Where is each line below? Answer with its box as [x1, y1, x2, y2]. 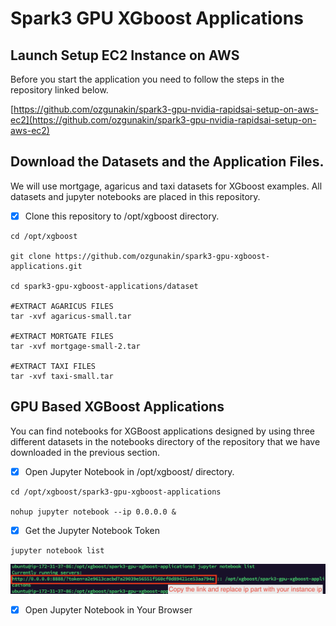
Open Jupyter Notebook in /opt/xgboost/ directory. [24, 465, 235, 477]
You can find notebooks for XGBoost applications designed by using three [10, 425, 315, 437]
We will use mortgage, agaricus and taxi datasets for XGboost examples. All [10, 180, 323, 192]
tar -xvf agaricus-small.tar [10, 311, 132, 321]
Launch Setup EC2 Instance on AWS [10, 47, 240, 64]
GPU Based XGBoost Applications [10, 398, 225, 416]
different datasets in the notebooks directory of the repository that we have [10, 435, 321, 447]
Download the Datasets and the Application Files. [10, 153, 325, 171]
